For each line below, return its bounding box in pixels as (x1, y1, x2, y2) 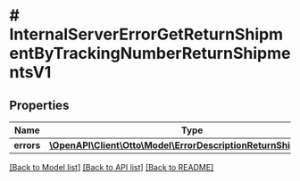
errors (13, 139, 41, 152)
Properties (9, 97, 70, 112)
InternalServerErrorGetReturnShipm (9, 24, 284, 45)
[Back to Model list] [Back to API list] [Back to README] (9, 162, 214, 172)
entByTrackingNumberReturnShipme (9, 44, 291, 63)
